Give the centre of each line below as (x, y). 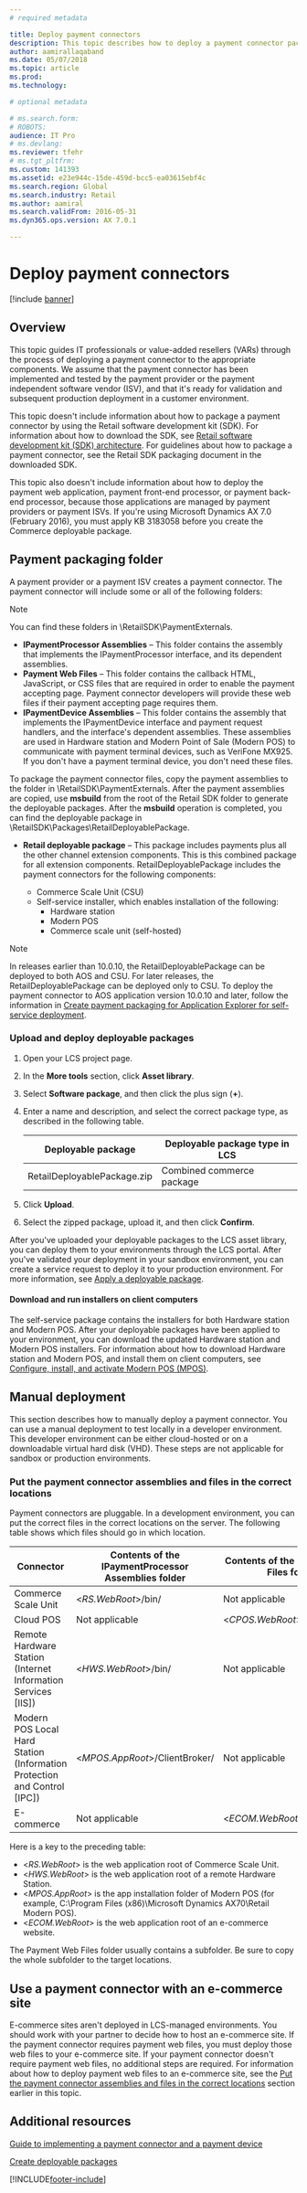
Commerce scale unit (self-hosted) (116, 931)
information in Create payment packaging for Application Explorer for (139, 1005)
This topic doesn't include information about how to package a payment (145, 416)
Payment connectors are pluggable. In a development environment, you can (152, 1513)
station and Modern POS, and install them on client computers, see (136, 1359)
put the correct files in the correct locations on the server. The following (145, 1523)
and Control (39, 1786)
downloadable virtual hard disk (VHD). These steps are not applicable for (147, 1448)
